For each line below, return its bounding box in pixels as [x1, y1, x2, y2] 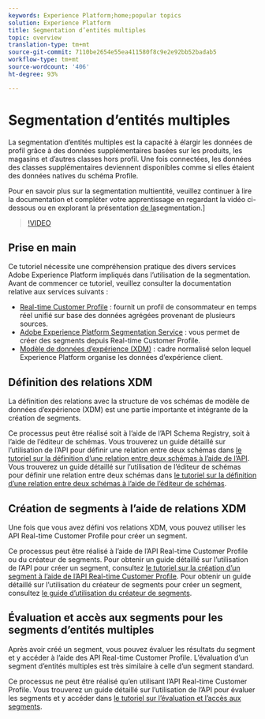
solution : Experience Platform [8, 19, 111, 27]
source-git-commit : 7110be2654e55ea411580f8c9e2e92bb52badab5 [8, 48, 217, 56]
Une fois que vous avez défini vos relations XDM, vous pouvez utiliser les [8, 522, 246, 532]
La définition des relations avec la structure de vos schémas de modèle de [8, 396, 250, 406]
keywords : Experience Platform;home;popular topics [8, 11, 181, 20]
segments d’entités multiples [8, 624, 155, 637]
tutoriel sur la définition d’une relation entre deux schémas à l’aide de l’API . [8, 454, 250, 463]
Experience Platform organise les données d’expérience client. [19, 353, 223, 362]
